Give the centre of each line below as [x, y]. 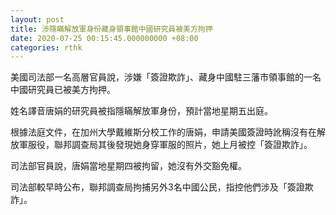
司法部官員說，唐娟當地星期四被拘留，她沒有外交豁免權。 [128, 166]
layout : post [37, 19]
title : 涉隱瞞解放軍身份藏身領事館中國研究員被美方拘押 [111, 29]
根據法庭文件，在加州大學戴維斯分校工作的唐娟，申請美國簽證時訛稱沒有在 [163, 132]
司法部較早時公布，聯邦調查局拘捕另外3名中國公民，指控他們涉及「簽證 [157, 187]
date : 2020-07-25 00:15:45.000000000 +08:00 [104, 38]
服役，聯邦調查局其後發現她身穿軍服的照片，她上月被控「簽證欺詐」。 [170, 145]
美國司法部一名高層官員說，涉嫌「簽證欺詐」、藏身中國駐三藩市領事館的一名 [166, 77]
